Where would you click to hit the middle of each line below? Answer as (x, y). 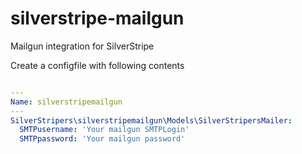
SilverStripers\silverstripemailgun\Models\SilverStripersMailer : (151, 120)
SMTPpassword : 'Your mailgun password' (102, 139)
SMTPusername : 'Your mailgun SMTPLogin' (104, 130)
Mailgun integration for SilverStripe (82, 46)
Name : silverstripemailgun (66, 102)
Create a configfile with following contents (97, 65)
